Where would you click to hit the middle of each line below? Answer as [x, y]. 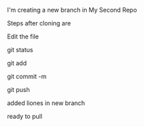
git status [20, 50]
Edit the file [23, 36]
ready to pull [25, 116]
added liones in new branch [46, 103]
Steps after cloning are [39, 23]
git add [17, 63]
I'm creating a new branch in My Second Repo [72, 10]
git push [19, 90]
